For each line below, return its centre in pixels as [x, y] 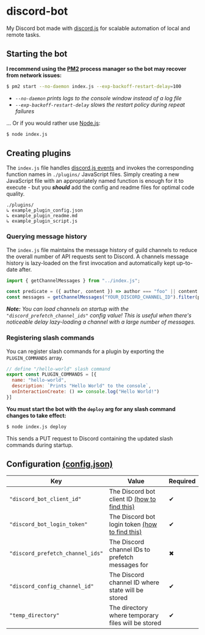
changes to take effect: [36, 415]
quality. [16, 194]
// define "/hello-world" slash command [59, 369]
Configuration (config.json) [59, 464]
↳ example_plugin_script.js [42, 221]
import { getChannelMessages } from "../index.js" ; [73, 280]
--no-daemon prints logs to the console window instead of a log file [98, 98]
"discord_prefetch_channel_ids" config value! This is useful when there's [99, 316]
